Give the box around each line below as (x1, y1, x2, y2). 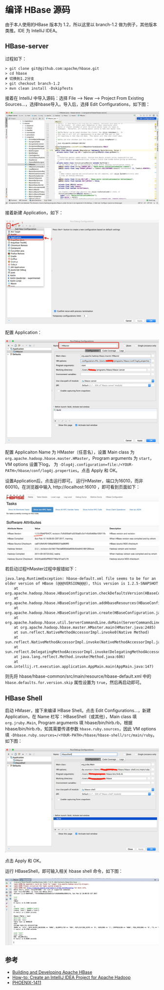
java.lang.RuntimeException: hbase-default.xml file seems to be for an (5, 576, 156, 581)
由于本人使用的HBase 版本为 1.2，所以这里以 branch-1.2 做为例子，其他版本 (5, 22, 157, 27)
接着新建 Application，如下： (5, 210, 63, 215)
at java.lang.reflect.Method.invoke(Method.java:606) (14, 654, 125, 660)
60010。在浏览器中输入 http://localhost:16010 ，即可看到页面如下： (5, 484, 141, 490)
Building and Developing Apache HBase (12, 969, 93, 975)
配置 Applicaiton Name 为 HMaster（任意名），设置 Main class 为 (5, 449, 135, 455)
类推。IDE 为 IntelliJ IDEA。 (5, 27, 60, 33)
